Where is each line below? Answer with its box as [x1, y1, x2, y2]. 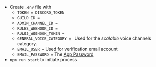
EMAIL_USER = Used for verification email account [17, 46, 118, 52]
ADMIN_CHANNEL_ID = [17, 21, 58, 26]
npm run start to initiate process [9, 57, 77, 62]
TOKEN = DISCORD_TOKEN [17, 10, 65, 15]
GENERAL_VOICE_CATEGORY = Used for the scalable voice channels [17, 35, 151, 41]
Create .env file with [9, 4, 52, 10]
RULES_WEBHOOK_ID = [17, 26, 58, 31]
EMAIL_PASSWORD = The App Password [17, 51, 94, 57]
